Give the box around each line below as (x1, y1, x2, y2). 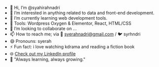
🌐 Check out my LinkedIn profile (9, 51, 76, 57)
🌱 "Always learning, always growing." (9, 57, 85, 62)
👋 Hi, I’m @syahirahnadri (9, 5, 60, 10)
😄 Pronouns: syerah (9, 38, 52, 44)
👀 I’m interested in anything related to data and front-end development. (9, 10, 155, 16)
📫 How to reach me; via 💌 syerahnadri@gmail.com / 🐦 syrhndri (9, 31, 141, 37)
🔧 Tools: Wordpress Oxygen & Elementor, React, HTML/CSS (9, 20, 132, 26)
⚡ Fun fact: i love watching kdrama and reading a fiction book (9, 44, 135, 49)
